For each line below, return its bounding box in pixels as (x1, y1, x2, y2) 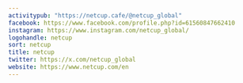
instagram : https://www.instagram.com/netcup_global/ (8, 26, 190, 34)
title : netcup (8, 48, 55, 56)
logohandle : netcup (8, 33, 73, 42)
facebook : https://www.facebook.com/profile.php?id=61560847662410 (8, 19, 236, 27)
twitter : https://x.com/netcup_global (8, 56, 136, 64)
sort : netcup (8, 41, 51, 49)
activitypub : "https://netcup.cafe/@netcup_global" (8, 11, 182, 20)
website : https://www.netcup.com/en (8, 63, 129, 71)
